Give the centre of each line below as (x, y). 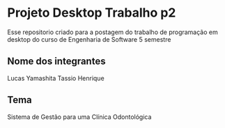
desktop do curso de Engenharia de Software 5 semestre (89, 39)
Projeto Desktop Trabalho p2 (92, 13)
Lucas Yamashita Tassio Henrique (56, 78)
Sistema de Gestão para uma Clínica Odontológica (79, 117)
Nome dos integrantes (56, 62)
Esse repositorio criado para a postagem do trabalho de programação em (113, 32)
